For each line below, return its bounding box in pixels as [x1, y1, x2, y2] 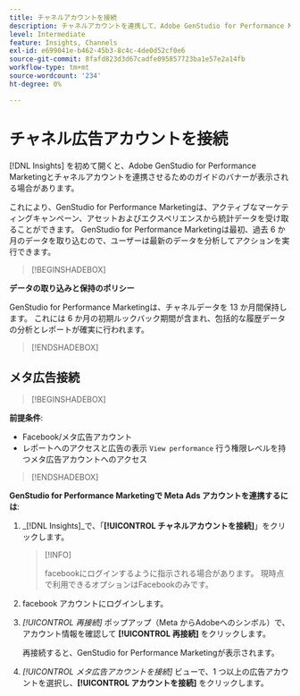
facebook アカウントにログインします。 [21, 598, 169, 609]
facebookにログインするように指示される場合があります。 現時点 [44, 568, 285, 579]
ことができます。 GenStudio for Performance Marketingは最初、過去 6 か [16, 224, 286, 234]
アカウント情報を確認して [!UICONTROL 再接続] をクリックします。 [21, 628, 271, 640]
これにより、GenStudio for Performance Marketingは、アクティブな [9, 201, 259, 212]
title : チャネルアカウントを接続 [9, 13, 118, 22]
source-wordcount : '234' [9, 72, 102, 81]
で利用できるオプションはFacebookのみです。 [44, 579, 213, 590]
